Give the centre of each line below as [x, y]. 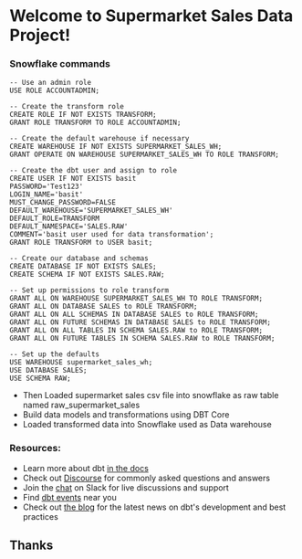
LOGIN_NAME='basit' [47, 195]
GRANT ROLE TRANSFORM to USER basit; [81, 243]
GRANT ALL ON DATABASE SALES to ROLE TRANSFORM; [104, 307]
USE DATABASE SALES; [49, 371]
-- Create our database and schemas [79, 258]
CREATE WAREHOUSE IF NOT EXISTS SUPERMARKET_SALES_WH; [116, 147]
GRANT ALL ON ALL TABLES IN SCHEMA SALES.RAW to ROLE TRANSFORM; [136, 331]
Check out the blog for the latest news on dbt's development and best [154, 507]
